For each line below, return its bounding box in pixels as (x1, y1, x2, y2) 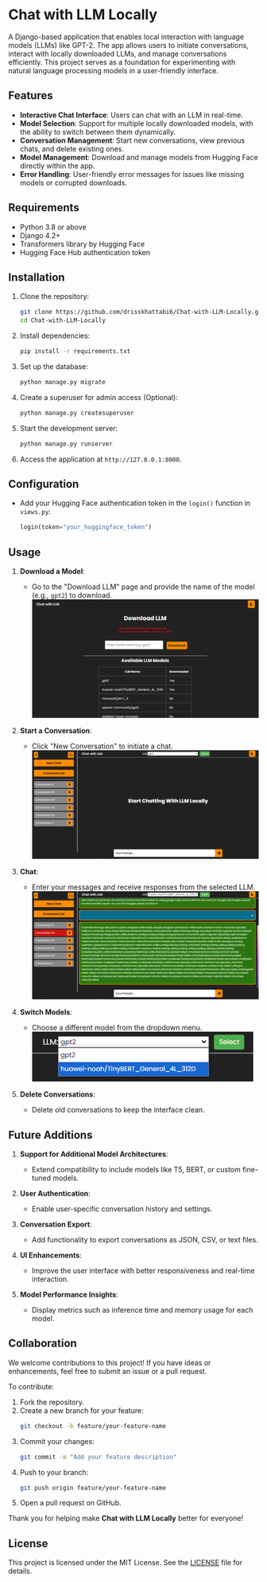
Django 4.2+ (19, 230, 61, 240)
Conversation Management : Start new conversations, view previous (19, 135, 246, 145)
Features (8, 89, 53, 103)
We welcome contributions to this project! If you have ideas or (8, 1357, 211, 1368)
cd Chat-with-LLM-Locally (19, 316, 106, 324)
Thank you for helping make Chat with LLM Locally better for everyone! (8, 1513, 244, 1523)
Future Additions (8, 1128, 93, 1141)
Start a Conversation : (19, 726, 92, 736)
